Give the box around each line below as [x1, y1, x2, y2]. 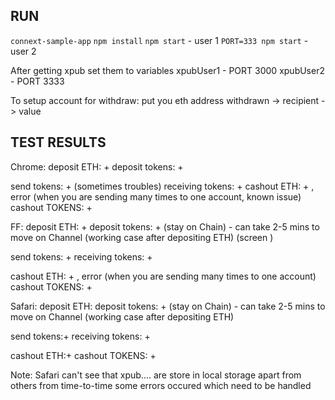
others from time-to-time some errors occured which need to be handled [10, 379, 312, 391]
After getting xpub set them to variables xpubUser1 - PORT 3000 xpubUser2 [10, 64, 325, 76]
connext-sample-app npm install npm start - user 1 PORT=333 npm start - [10, 34, 309, 46]
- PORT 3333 [10, 75, 65, 87]
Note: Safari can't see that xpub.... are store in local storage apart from [10, 369, 302, 381]
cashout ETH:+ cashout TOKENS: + [10, 349, 157, 361]
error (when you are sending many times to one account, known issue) [10, 190, 302, 203]
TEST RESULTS [10, 134, 107, 151]
